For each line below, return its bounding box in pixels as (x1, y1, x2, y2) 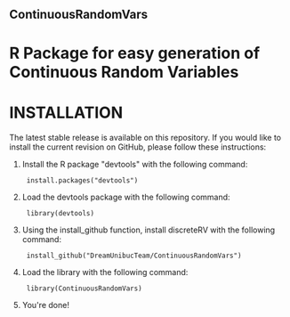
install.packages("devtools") (26, 175, 139, 185)
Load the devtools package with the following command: (21, 191, 230, 202)
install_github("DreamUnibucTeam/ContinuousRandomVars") (26, 251, 242, 260)
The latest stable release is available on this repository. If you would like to (9, 132, 282, 142)
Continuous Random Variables (9, 61, 239, 82)
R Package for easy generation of (9, 43, 261, 63)
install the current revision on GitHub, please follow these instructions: (9, 142, 267, 152)
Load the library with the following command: (21, 266, 189, 277)
